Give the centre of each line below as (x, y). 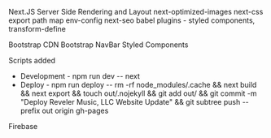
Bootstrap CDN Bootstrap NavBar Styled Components (98, 45)
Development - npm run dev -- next (80, 76)
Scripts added (32, 60)
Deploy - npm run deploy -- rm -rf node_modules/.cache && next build (138, 85)
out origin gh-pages (75, 110)
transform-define (37, 29)
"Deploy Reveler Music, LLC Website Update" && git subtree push (130, 102)
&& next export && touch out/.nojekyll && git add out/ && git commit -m (139, 93)
